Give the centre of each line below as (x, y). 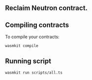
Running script (28, 61)
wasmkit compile (22, 46)
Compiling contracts (37, 25)
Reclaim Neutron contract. (46, 8)
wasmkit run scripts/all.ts (34, 73)
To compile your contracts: (32, 37)
